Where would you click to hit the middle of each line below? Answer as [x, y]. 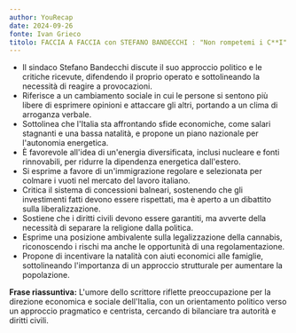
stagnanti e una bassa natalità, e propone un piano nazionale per [140, 133]
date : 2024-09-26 [41, 26]
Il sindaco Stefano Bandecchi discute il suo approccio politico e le [142, 67]
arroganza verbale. [57, 115]
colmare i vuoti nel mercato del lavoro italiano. [106, 181]
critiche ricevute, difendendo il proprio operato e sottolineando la [140, 77]
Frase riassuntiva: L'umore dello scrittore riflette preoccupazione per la [140, 292]
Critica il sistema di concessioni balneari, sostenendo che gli [132, 190]
